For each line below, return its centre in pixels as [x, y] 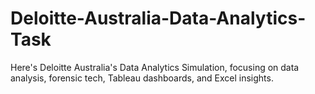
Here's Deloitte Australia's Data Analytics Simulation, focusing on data [155, 67]
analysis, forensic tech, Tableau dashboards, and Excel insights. [142, 78]
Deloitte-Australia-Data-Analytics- [158, 18]
